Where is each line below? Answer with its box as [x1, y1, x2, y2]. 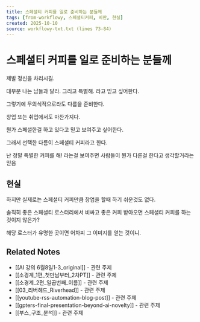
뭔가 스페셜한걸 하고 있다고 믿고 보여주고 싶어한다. [6, 126, 124, 134]
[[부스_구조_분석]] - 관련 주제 [14, 309, 84, 316]
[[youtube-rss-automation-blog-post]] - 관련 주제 [14, 294, 137, 301]
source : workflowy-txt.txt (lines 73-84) [6, 25, 112, 32]
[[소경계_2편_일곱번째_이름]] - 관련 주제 [14, 279, 108, 286]
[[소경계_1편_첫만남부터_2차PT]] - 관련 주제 [14, 271, 117, 279]
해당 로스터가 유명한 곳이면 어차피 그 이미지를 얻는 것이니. [6, 229, 142, 236]
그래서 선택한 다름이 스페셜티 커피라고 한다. [6, 139, 108, 146]
